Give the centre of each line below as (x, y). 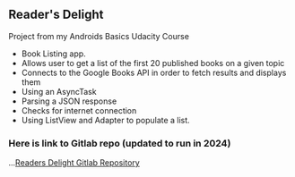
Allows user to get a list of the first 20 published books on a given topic (153, 63)
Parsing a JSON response (69, 101)
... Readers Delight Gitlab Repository (74, 163)
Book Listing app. (53, 54)
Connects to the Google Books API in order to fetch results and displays (154, 72)
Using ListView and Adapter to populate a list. (105, 120)
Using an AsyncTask (59, 91)
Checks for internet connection (79, 110)
